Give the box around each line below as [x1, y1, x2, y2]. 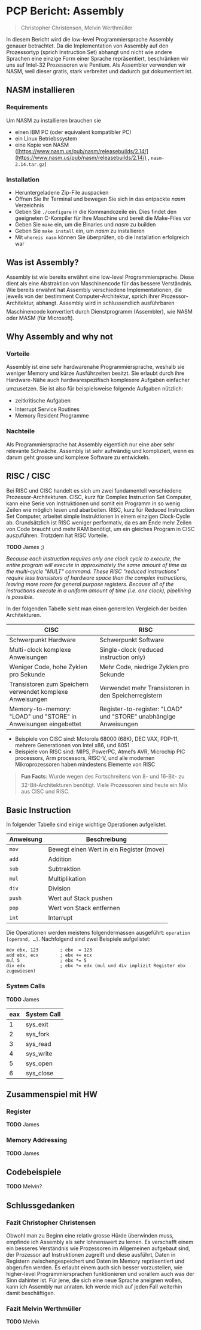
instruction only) [99, 653, 146, 661]
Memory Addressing [6, 1136, 68, 1144]
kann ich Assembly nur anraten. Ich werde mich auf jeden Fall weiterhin [6, 1283, 182, 1290]
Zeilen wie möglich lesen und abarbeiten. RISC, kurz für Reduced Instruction [6, 506, 194, 513]
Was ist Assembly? [6, 257, 79, 268]
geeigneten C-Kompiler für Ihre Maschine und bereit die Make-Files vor [14, 214, 191, 222]
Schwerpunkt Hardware [9, 636, 76, 644]
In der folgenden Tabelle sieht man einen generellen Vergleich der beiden [6, 605, 187, 612]
